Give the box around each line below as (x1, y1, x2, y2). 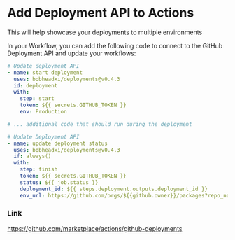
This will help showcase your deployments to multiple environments (7, 28, 203, 36)
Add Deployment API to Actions (7, 5, 194, 21)
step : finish (20, 166, 58, 173)
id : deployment (13, 82, 58, 89)
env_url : (20, 192, 45, 199)
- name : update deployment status (7, 140, 108, 147)
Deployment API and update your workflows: (7, 49, 136, 57)
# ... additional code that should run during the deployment (7, 120, 192, 127)
